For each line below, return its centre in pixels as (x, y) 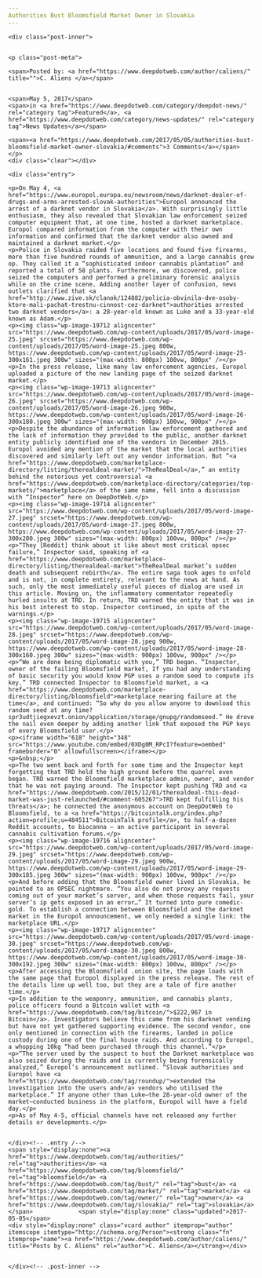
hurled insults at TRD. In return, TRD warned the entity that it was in (131, 600)
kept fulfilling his (210, 799)
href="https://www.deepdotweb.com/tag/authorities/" (96, 1156)
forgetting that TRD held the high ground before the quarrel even (121, 772)
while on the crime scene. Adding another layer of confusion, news (122, 284)
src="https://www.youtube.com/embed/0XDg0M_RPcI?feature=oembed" (117, 744)
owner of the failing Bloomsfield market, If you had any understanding (129, 669)
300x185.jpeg (29, 875)
